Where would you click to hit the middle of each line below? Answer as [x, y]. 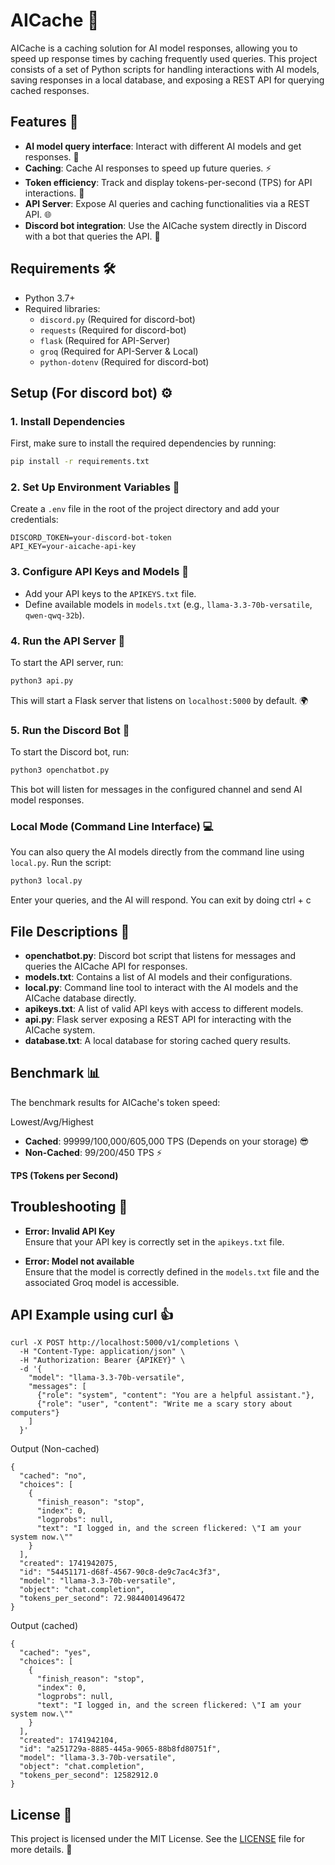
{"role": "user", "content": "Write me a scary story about [164, 1404]
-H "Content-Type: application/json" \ [102, 1352]
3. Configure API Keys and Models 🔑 [99, 572]
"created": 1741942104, [68, 1740]
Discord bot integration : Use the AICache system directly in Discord [165, 225]
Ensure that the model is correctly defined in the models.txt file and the [172, 1271]
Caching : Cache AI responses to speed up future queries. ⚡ [148, 168]
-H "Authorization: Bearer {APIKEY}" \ [102, 1360]
